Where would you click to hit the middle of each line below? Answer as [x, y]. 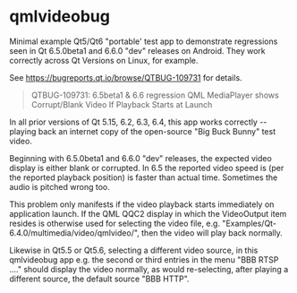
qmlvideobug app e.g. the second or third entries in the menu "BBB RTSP [144, 259]
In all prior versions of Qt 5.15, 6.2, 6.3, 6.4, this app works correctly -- [138, 122]
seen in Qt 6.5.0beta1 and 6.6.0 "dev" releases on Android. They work [137, 50]
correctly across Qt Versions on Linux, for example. [104, 60]
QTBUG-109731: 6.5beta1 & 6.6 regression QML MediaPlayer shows [155, 95]
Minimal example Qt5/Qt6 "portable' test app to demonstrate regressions [144, 41]
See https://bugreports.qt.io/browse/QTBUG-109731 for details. [126, 77]
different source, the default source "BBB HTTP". [99, 279]
